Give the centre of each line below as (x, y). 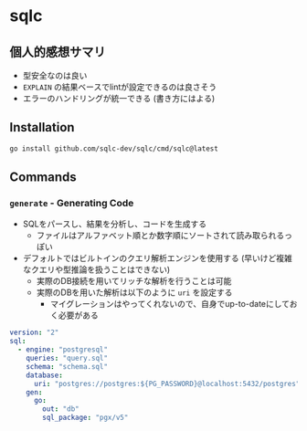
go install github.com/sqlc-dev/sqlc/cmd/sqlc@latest (114, 148)
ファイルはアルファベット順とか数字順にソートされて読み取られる (160, 236)
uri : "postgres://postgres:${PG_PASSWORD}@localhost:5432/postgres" (167, 384)
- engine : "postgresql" (63, 350)
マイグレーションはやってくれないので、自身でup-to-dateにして (169, 304)
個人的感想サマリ (58, 52)
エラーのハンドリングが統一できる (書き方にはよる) (119, 98)
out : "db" (61, 409)
